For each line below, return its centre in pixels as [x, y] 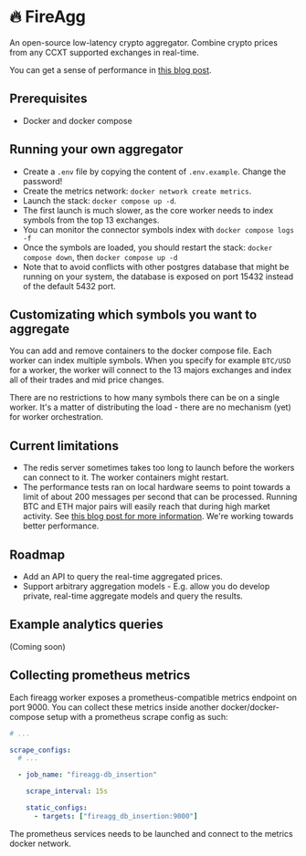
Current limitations [64, 446]
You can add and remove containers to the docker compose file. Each [141, 351]
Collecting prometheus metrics [100, 676]
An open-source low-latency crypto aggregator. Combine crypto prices [144, 42]
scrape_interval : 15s [67, 791]
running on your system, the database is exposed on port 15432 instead [158, 277]
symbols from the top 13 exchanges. [91, 220]
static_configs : [57, 808]
